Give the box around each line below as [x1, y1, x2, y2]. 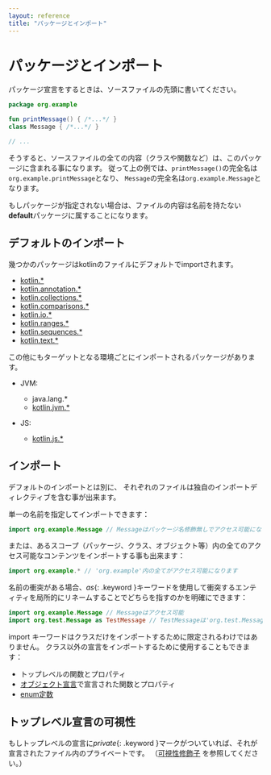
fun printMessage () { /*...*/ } [8, 115, 117, 123]
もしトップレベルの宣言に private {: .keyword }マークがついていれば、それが [8, 738, 258, 748]
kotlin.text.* [19, 335, 59, 345]
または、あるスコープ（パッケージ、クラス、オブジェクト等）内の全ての [8, 541, 248, 551]
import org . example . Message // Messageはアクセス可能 [8, 609, 184, 617]
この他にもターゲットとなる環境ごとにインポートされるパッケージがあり [8, 352, 248, 361]
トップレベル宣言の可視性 [8, 715, 135, 729]
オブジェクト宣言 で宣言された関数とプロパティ [19, 679, 176, 690]
